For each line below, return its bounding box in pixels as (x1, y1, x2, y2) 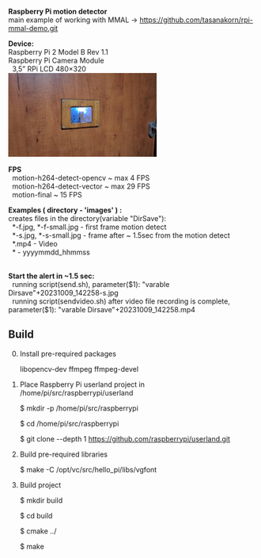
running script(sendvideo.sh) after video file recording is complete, (11, 296, 231, 306)
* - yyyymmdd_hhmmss (11, 247, 91, 257)
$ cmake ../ (19, 526, 57, 536)
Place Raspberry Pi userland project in (19, 380, 145, 389)
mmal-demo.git (8, 24, 59, 32)
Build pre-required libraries (19, 449, 108, 459)
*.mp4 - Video (11, 239, 58, 248)
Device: (8, 39, 34, 48)
